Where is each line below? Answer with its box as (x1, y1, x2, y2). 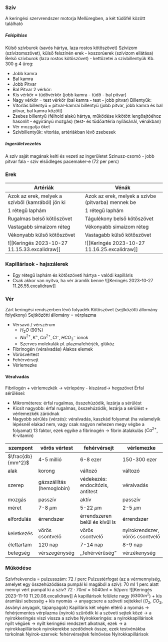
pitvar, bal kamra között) (12, 108, 63, 114)
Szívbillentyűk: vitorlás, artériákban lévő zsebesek (12, 129, 116, 135)
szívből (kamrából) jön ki (7, 198, 66, 205)
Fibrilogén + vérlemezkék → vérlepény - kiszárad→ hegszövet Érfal (5, 385, 144, 391)
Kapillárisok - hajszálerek (5, 261, 68, 268)
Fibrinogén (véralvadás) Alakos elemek (12, 346, 93, 352)
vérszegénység (38, 549, 75, 556)
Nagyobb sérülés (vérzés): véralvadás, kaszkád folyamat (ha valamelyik (12, 415, 161, 422)
